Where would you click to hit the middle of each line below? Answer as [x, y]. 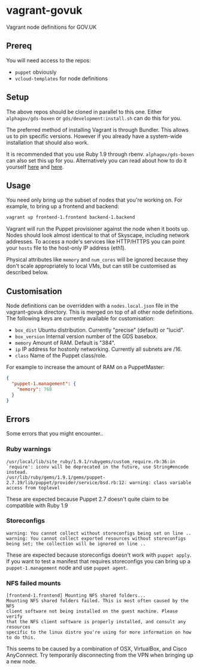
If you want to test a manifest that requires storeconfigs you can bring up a [98, 561]
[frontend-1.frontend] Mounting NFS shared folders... [76, 596]
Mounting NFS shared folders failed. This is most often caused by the [97, 601]
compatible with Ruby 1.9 [37, 505]
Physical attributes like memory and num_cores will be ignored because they [97, 260]
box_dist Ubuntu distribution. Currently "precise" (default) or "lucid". [99, 330]
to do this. [21, 638]
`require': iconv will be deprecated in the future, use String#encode [97, 467]
